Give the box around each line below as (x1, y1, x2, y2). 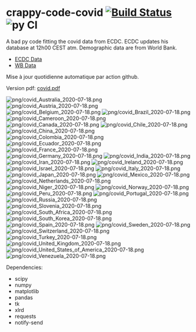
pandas (14, 294, 34, 301)
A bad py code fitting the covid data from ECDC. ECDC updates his (6, 38, 169, 45)
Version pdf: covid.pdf (6, 84, 61, 91)
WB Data (14, 62, 36, 69)
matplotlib (14, 287, 39, 294)
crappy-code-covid (6, 6, 104, 19)
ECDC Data (14, 55, 42, 62)
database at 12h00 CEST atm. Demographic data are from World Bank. (6, 44, 178, 51)
